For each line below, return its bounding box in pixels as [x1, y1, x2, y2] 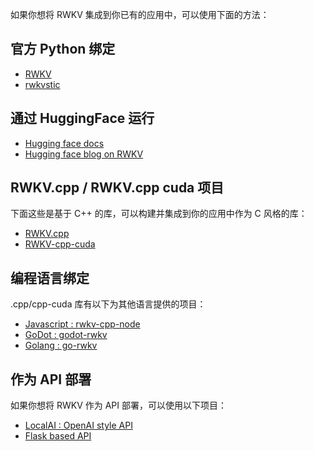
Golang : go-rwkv [24, 339, 98, 352]
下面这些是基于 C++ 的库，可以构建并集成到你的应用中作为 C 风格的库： [10, 208, 308, 220]
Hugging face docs [24, 137, 105, 149]
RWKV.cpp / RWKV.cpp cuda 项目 [10, 179, 225, 197]
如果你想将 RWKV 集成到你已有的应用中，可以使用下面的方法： [10, 9, 270, 20]
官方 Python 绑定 [10, 41, 116, 58]
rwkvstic [24, 78, 61, 90]
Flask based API [24, 430, 92, 442]
